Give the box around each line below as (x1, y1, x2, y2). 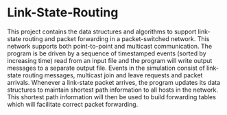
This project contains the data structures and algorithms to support (7, 27, 197, 36)
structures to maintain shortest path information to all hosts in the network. (7, 86, 218, 94)
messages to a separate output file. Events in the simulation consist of (7, 64, 206, 72)
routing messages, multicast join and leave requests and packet (23, 71, 203, 79)
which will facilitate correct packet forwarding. (7, 100, 139, 108)
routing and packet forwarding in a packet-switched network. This (23, 34, 210, 42)
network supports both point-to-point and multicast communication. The (7, 42, 213, 50)
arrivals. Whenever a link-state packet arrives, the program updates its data (7, 78, 221, 86)
